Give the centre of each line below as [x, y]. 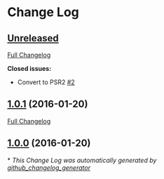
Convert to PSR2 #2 [46, 82]
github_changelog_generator [49, 167]
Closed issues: [29, 68]
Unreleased [33, 38]
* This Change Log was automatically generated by [82, 160]
